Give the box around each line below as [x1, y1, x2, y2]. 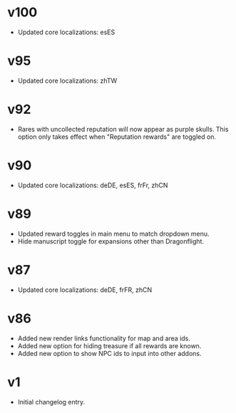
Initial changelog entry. [17, 397, 86, 406]
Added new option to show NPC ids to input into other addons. [17, 349, 202, 357]
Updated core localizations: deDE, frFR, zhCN [17, 286, 152, 294]
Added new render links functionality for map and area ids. [17, 334, 191, 343]
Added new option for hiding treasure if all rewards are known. [17, 341, 202, 350]
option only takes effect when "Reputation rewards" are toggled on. [17, 132, 216, 141]
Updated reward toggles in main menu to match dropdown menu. [17, 229, 210, 238]
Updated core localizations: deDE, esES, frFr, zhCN [17, 181, 168, 189]
